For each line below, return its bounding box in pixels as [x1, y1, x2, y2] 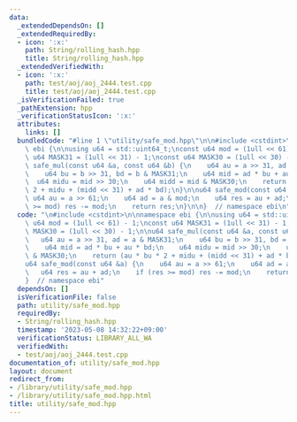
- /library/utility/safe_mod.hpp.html [9, 391, 152, 401]
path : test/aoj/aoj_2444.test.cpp [25, 79, 152, 88]
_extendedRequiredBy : [17, 29, 97, 38]
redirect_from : [9, 375, 65, 384]
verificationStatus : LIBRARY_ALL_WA [17, 334, 152, 342]
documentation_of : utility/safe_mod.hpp [9, 358, 161, 367]
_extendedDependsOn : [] [17, 21, 104, 30]
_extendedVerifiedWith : [17, 63, 104, 72]
